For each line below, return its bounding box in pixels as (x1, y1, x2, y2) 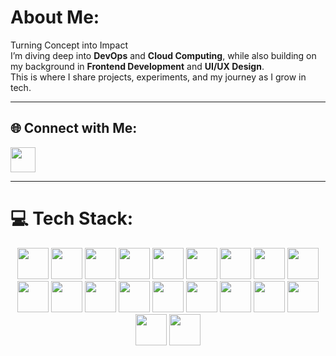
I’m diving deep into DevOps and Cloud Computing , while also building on (10, 49, 317, 61)
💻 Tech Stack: (10, 207, 134, 230)
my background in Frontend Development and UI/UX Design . (10, 60, 265, 72)
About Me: (10, 6, 100, 29)
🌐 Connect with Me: (10, 120, 138, 137)
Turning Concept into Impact (10, 39, 128, 51)
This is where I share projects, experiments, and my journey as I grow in (10, 71, 307, 83)
